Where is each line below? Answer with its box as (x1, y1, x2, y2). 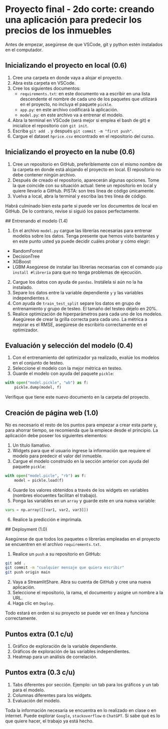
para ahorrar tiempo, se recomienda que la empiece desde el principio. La (5, 427, 158, 433)
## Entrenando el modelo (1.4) (5, 218, 68, 224)
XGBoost (12, 258, 31, 264)
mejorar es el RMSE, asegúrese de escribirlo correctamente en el (12, 321, 147, 327)
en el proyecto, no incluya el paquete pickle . (20, 101, 113, 107)
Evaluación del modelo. (12, 697, 61, 703)
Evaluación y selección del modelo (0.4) (5, 341, 133, 349)
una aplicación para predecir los (5, 14, 142, 26)
